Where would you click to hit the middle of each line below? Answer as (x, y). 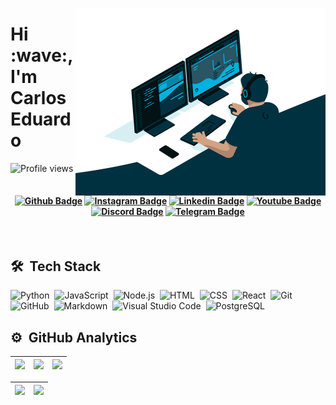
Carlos (38, 98)
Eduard (41, 119)
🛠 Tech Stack (56, 266)
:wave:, (41, 55)
